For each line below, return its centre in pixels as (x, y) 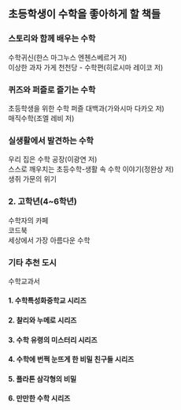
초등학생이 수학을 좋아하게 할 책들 (85, 14)
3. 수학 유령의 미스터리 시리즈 (53, 340)
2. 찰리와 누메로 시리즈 (42, 320)
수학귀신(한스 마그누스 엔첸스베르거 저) (68, 57)
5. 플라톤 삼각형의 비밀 (42, 378)
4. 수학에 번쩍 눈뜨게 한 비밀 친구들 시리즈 (71, 359)
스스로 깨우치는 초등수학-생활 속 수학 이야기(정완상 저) (91, 169)
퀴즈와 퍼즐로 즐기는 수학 (52, 89)
